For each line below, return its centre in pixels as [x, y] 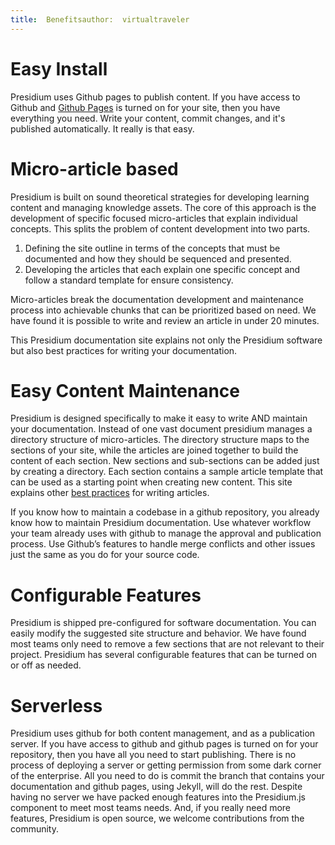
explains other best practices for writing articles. [110, 493]
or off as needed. [46, 665]
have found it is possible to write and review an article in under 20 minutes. [165, 320]
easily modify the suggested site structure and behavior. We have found [158, 633]
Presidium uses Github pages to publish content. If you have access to [155, 97]
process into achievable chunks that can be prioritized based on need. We [163, 310]
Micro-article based [94, 168]
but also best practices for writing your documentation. [124, 350]
